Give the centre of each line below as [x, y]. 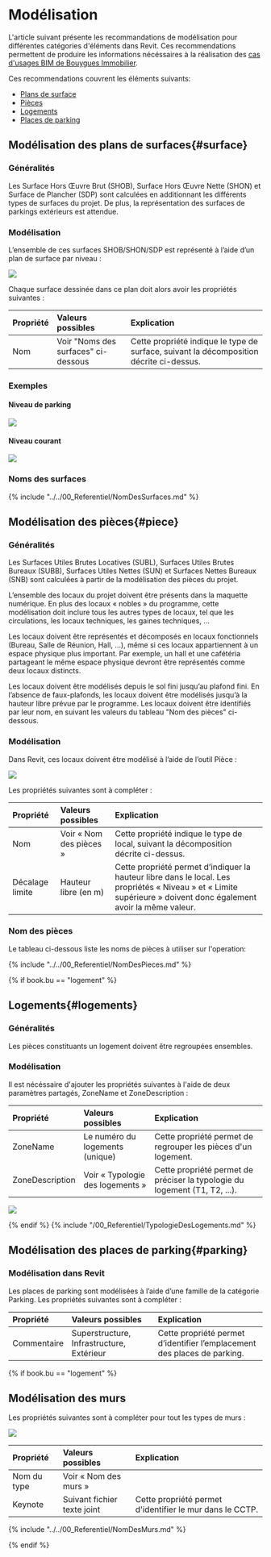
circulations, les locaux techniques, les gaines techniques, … [109, 621]
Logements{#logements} [73, 1005]
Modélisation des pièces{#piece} [94, 522]
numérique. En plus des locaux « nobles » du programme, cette [114, 604]
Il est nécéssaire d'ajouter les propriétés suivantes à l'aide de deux [119, 1084]
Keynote [28, 1505]
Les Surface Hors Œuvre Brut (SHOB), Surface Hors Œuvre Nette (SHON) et [135, 185]
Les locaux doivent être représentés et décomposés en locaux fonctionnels [133, 637]
